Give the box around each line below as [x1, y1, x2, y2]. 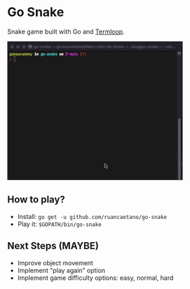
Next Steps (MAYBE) [7, 240, 100, 252]
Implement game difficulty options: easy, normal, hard [17, 274, 174, 282]
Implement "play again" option [17, 266, 106, 274]
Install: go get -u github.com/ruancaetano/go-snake [17, 212, 167, 220]
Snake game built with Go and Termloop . [7, 27, 125, 36]
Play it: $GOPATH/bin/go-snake [17, 220, 102, 228]
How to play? [7, 194, 65, 206]
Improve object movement [17, 258, 93, 267]
